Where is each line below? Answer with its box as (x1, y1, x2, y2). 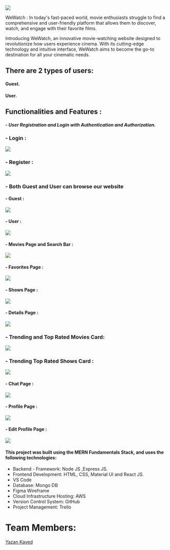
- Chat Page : (5, 380, 34, 386)
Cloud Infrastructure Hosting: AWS (12, 493, 86, 499)
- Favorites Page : (5, 264, 44, 270)
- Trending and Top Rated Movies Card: (5, 333, 105, 340)
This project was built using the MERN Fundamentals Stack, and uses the (5, 449, 164, 455)
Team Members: (5, 522, 76, 534)
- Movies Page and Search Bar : (5, 241, 73, 247)
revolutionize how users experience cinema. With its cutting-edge (5, 41, 144, 47)
